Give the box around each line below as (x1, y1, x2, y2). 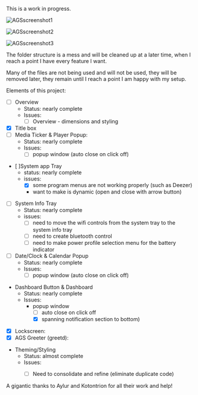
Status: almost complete (23, 353, 83, 359)
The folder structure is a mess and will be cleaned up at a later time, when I (6, 51, 191, 58)
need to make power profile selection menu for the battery (32, 239, 177, 246)
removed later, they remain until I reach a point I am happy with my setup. (6, 76, 187, 82)
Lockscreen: (14, 327, 46, 334)
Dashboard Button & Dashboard (14, 283, 94, 291)
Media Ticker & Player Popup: (14, 131, 88, 139)
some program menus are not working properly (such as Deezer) (32, 182, 193, 189)
